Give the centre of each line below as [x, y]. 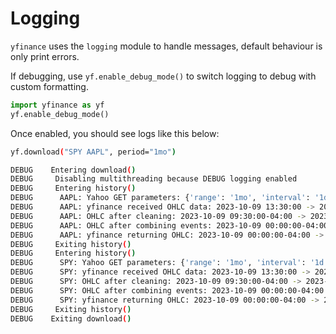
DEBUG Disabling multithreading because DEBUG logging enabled [154, 179]
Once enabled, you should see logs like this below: [115, 133]
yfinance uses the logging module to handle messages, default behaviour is [166, 46]
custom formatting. [49, 86]
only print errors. [45, 56]
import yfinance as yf [57, 105]
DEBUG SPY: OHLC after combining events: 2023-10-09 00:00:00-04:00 [167, 290]
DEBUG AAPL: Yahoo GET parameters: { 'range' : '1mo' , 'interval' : [160, 198]
